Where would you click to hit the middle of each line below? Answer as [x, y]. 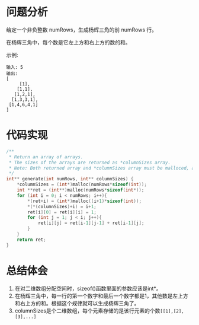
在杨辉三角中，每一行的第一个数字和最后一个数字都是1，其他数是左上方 [101, 296]
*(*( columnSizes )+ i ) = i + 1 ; [62, 206]
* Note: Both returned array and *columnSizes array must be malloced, [99, 168]
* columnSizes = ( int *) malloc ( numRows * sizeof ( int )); [82, 184]
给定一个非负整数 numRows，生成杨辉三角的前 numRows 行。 [82, 30]
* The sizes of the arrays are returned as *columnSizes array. [89, 162]
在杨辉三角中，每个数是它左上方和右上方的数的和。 [68, 42]
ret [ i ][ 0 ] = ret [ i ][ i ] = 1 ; [62, 212]
